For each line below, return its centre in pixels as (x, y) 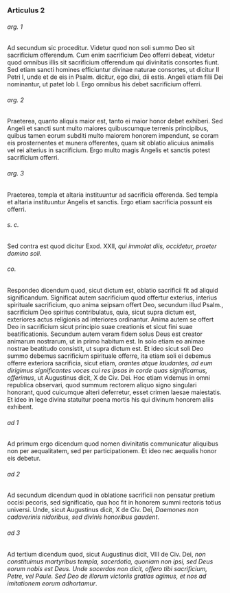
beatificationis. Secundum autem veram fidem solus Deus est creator (105, 334)
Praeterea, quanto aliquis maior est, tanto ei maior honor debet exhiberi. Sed (115, 121)
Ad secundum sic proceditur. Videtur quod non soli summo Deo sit (101, 48)
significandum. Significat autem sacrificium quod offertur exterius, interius (112, 298)
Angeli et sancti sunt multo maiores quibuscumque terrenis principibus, (108, 128)
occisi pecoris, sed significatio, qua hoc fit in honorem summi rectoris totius (114, 503)
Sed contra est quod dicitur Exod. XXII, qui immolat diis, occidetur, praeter (112, 246)
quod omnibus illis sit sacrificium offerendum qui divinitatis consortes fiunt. (113, 62)
